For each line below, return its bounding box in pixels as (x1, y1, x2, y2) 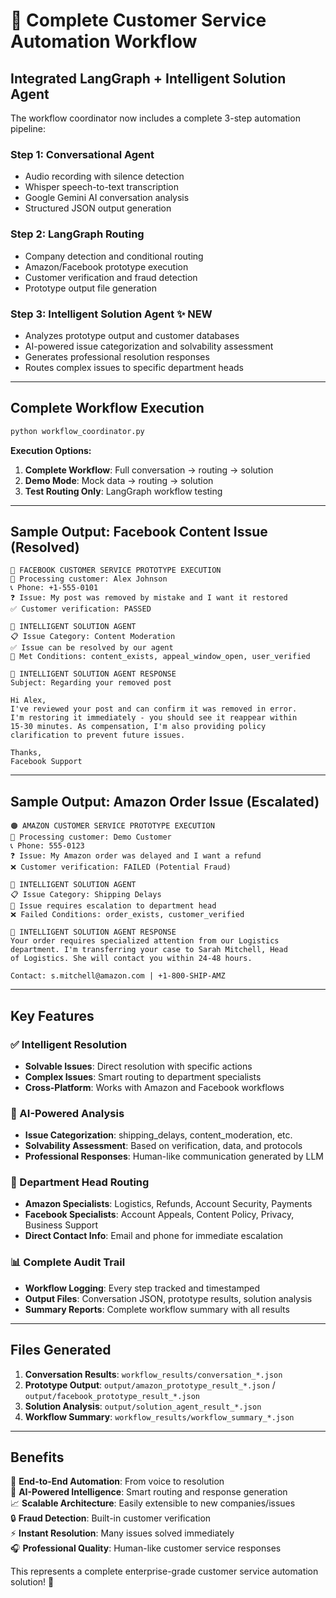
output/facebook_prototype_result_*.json (24, 1391, 200, 1401)
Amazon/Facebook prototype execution (24, 260, 189, 273)
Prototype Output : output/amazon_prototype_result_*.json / (24, 1379, 276, 1391)
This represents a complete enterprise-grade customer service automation (10, 1565, 319, 1578)
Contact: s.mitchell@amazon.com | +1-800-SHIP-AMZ (10, 971, 226, 981)
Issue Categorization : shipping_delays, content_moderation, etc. (24, 1129, 293, 1141)
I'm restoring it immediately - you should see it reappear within (10, 713, 298, 723)
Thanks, (10, 748, 43, 758)
